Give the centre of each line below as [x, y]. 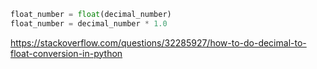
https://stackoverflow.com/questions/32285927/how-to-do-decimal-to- [158, 42]
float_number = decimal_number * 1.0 [89, 23]
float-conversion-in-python [66, 53]
